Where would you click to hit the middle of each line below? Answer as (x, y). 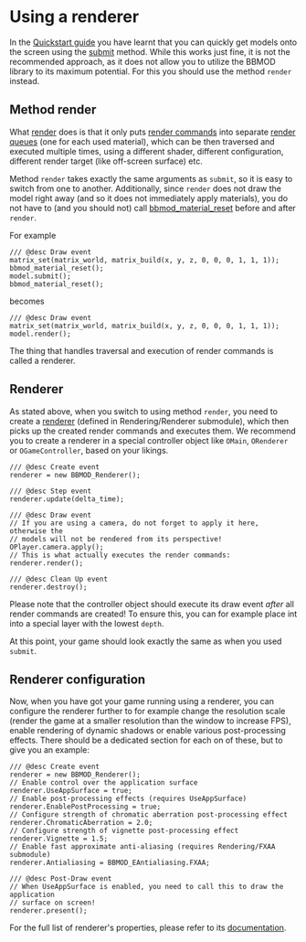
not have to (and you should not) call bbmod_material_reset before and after (153, 208)
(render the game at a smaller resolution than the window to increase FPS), (150, 721)
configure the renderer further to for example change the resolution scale (148, 712)
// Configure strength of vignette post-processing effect (124, 831)
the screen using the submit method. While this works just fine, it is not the (150, 51)
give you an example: (49, 750)
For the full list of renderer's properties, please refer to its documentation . (148, 928)
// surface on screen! (53, 903)
